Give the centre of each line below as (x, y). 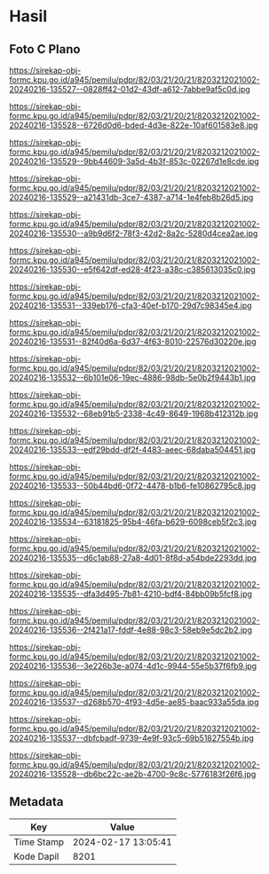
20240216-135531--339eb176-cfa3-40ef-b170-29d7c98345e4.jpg (131, 305)
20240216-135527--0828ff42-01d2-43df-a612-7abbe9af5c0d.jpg (130, 89)
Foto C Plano (45, 49)
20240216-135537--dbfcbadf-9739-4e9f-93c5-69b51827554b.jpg (132, 738)
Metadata (36, 802)
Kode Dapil (36, 856)
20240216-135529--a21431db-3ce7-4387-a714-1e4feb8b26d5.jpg (131, 197)
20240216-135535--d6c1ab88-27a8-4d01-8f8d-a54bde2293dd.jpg (133, 558)
